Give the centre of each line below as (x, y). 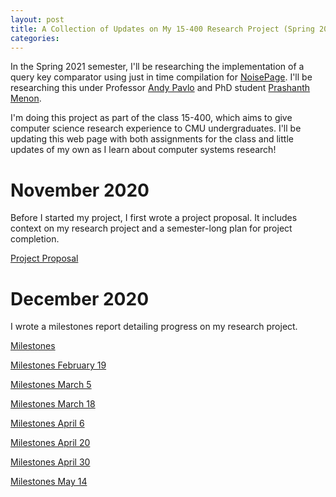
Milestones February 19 (58, 365)
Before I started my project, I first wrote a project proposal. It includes (154, 218)
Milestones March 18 (53, 404)
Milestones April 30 (50, 462)
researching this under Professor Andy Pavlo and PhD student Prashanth (160, 88)
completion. (35, 239)
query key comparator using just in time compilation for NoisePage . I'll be (161, 77)
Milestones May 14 (49, 482)
